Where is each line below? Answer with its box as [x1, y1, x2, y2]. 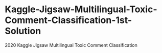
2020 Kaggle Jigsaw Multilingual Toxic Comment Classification [5, 42, 137, 48]
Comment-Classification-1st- [5, 14, 132, 26]
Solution [5, 25, 41, 37]
